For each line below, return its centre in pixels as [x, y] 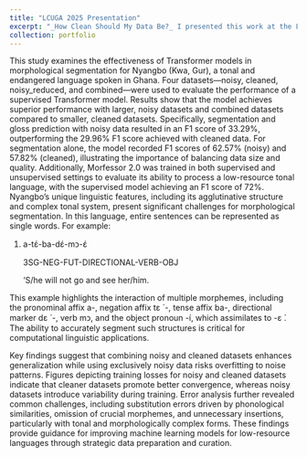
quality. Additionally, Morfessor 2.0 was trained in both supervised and [143, 168]
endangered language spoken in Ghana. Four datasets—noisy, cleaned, [144, 80]
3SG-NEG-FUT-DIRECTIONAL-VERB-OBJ [101, 262]
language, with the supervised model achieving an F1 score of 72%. [137, 187]
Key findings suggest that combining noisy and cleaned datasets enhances [151, 356]
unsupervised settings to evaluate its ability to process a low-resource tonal [152, 177]
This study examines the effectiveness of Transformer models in [131, 61]
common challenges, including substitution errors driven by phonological [147, 404]
